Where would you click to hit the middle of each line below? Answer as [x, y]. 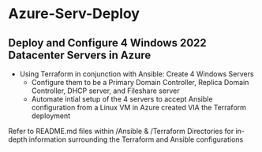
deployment [51, 116]
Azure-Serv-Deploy [74, 14]
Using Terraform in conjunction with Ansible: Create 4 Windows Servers [137, 74]
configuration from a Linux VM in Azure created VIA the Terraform [139, 108]
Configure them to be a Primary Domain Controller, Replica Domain [140, 82]
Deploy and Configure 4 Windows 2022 [107, 43]
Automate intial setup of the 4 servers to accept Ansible [122, 99]
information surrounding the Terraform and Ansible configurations [136, 139]
